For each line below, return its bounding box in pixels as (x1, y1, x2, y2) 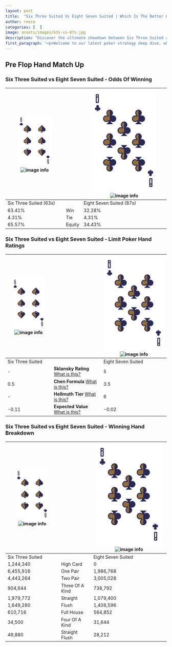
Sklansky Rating (53, 366, 90, 372)
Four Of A (61, 616, 81, 622)
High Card (61, 561, 83, 567)
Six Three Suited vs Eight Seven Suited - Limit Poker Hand (5, 236, 152, 243)
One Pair (61, 568, 79, 575)
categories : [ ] (5, 25, 42, 30)
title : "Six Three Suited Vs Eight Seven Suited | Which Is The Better (5, 13, 164, 19)
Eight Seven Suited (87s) (83, 200, 137, 206)
